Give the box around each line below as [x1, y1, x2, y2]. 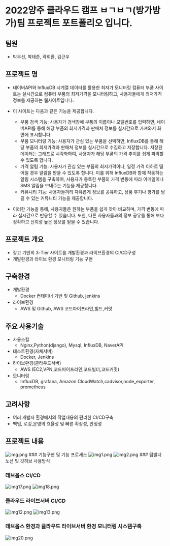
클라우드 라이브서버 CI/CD [5, 497, 66, 504]
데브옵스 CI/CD [5, 472, 41, 479]
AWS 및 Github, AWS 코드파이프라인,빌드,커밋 [20, 306, 113, 312]
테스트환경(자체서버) [12, 348, 53, 354]
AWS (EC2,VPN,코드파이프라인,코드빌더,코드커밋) [20, 366, 120, 372]
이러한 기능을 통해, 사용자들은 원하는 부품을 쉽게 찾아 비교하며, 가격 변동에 [12, 206, 159, 212]
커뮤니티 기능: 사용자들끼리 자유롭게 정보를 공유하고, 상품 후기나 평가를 [20, 189, 160, 195]
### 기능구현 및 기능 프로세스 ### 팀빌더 [28, 451, 162, 457]
